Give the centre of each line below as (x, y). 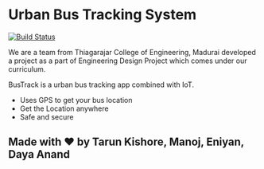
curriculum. (27, 69)
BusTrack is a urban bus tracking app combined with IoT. (101, 84)
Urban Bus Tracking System (103, 15)
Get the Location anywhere (64, 108)
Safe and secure (47, 116)
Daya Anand (39, 154)
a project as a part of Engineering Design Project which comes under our (128, 61)
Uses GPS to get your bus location (76, 100)
